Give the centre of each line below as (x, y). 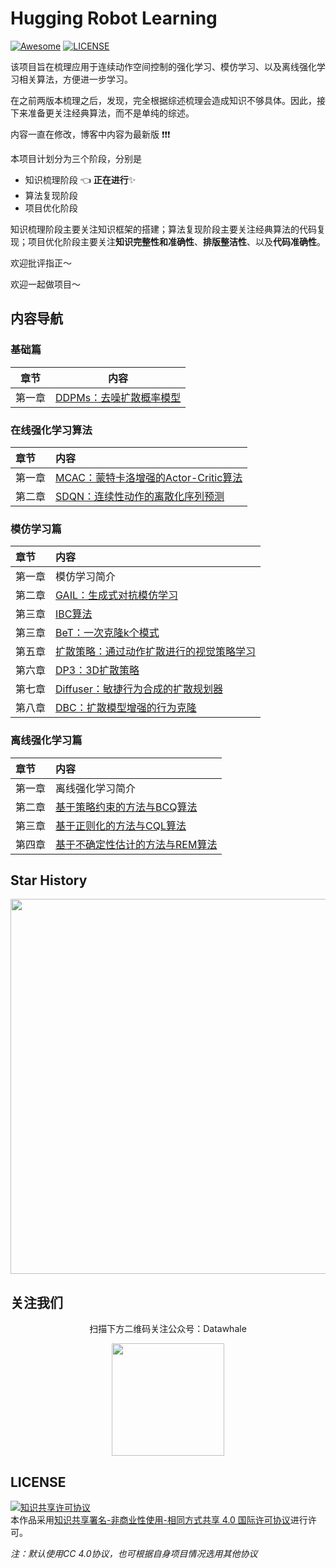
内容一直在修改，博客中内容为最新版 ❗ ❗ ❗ (90, 134)
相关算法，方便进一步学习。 (75, 79)
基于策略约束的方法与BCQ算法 (126, 807)
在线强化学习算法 (51, 430)
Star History (49, 880)
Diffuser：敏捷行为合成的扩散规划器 (139, 689)
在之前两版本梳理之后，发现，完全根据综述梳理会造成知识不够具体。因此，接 (168, 100)
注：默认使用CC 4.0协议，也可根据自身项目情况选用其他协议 (134, 1553)
